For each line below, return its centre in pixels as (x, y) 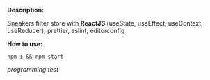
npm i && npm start (35, 57)
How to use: (25, 44)
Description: (25, 10)
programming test (33, 69)
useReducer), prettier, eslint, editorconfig (66, 31)
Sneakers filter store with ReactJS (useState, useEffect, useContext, (105, 23)
